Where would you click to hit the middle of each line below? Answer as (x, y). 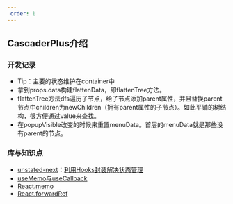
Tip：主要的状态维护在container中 (66, 81)
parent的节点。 (45, 133)
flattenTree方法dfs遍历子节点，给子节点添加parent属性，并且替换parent (120, 99)
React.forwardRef (42, 193)
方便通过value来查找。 (68, 116)
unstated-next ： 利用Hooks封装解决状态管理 (80, 169)
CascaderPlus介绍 (48, 43)
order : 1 (23, 14)
